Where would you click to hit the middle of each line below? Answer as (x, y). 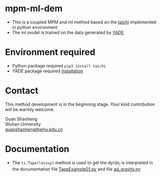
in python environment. (35, 27)
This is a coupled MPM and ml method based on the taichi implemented (84, 22)
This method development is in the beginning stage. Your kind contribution (80, 104)
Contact (22, 91)
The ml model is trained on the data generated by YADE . (69, 32)
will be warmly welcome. (30, 109)
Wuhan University (23, 124)
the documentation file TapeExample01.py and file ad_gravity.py (76, 169)
